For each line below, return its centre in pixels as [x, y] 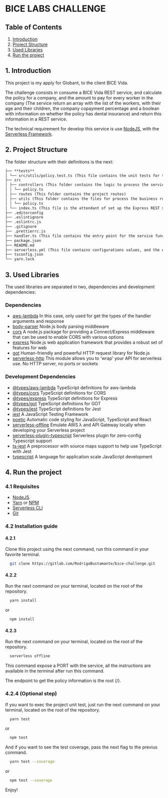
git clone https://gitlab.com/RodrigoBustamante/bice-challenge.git [82, 564]
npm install [22, 619]
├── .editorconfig [24, 213]
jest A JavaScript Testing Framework [50, 414]
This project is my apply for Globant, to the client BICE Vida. [67, 82]
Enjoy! [12, 790]
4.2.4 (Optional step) [31, 694]
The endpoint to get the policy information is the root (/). [63, 681]
